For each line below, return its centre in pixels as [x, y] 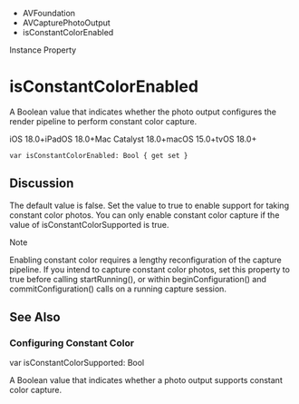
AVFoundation [48, 13]
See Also [35, 317]
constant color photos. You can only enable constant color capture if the [145, 215]
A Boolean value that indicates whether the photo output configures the [143, 112]
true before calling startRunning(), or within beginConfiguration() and [138, 279]
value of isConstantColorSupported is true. [89, 224]
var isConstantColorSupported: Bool [77, 363]
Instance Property [43, 50]
